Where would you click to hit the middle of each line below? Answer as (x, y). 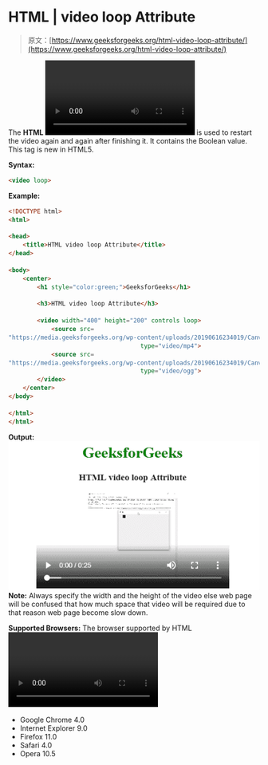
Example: (24, 195)
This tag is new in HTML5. (51, 149)
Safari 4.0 (36, 745)
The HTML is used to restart (130, 132)
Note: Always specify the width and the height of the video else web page (130, 595)
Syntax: (22, 164)
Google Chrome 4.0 (52, 720)
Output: (21, 437)
